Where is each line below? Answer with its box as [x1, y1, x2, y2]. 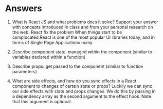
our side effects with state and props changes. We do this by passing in [12, 88, 156, 94]
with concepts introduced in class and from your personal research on [12, 24, 153, 30]
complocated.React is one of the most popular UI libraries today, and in [12, 34, 155, 40]
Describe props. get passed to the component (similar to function [12, 63, 144, 69]
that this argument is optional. [12, 98, 72, 104]
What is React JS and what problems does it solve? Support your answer [12, 19, 158, 25]
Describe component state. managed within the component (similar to [12, 49, 152, 55]
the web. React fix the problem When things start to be [12, 29, 122, 35]
